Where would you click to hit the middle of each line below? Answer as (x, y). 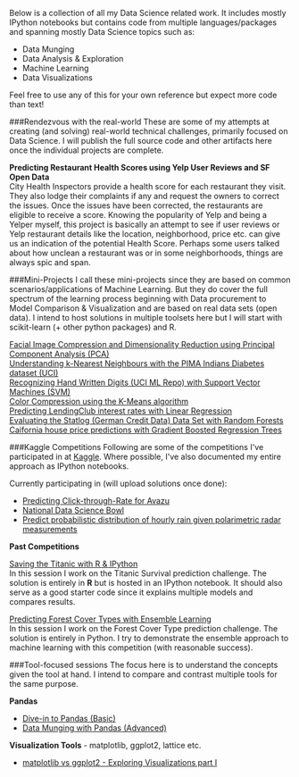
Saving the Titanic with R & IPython (74, 564)
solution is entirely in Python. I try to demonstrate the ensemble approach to (149, 638)
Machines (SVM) (40, 392)
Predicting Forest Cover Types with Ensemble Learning (110, 619)
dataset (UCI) (34, 373)
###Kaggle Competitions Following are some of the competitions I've (137, 447)
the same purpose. (44, 684)
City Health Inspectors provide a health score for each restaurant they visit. (148, 186)
